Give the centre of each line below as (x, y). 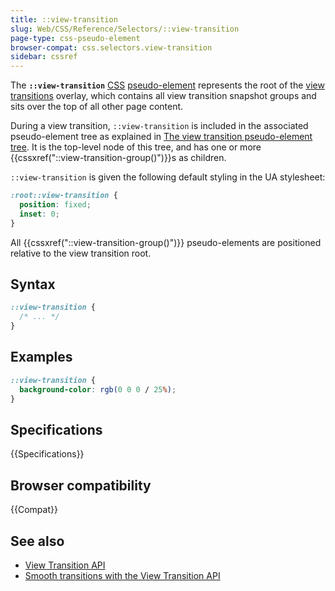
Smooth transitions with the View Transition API (122, 575)
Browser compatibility (81, 485)
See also (37, 541)
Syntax (33, 284)
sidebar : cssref (44, 57)
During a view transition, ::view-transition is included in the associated (159, 126)
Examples (41, 357)
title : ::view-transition (64, 19)
